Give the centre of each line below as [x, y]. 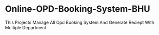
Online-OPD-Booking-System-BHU [78, 9]
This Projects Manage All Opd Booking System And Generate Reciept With [80, 22]
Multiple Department [26, 27]
